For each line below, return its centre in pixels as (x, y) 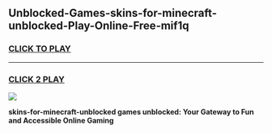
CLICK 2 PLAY (36, 79)
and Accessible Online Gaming (61, 120)
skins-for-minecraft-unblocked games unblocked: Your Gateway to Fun (132, 111)
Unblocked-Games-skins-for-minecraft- (113, 13)
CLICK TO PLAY (40, 49)
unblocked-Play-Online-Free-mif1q (99, 26)
